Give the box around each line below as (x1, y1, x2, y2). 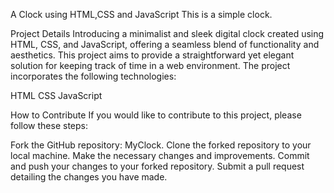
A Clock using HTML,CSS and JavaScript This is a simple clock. (10, 9, 273, 20)
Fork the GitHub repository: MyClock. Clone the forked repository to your (10, 139, 312, 151)
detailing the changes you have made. (10, 171, 168, 183)
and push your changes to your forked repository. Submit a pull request (10, 160, 305, 172)
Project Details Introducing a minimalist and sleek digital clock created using (10, 28, 325, 39)
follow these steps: (10, 120, 88, 131)
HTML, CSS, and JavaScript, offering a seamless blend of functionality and (10, 39, 320, 50)
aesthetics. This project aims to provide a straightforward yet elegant (10, 49, 295, 61)
